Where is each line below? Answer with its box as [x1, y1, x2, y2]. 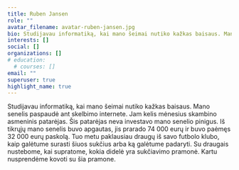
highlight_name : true [7, 83, 72, 90]
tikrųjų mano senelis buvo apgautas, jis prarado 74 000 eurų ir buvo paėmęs [7, 125, 231, 133]
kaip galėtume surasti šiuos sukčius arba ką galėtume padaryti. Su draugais [7, 140, 229, 149]
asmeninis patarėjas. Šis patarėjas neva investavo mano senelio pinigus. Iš [7, 118, 225, 126]
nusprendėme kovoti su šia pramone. [7, 155, 116, 164]
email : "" [7, 69, 37, 76]
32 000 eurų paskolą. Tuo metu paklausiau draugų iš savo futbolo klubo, [7, 132, 220, 141]
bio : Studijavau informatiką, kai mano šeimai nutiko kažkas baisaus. [7, 30, 221, 38]
